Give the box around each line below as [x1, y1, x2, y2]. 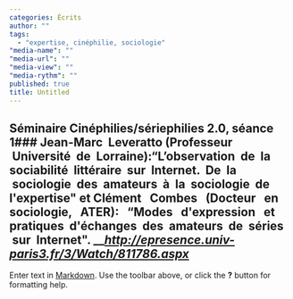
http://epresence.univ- [104, 232, 235, 247]
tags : [9, 29, 29, 38]
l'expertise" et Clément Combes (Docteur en [9, 190, 279, 205]
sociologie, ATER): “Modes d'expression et [9, 204, 275, 220]
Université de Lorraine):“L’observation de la [12, 148, 271, 163]
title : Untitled [9, 87, 70, 96]
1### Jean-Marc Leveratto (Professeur [9, 135, 233, 150]
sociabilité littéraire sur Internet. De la [9, 162, 237, 178]
